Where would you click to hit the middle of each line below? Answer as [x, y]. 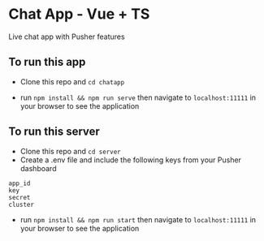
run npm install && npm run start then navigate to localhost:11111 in [138, 219]
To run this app [47, 62]
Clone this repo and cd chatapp [72, 81]
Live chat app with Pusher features [67, 37]
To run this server [54, 132]
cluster [22, 204]
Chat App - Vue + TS [79, 14]
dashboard [38, 168]
